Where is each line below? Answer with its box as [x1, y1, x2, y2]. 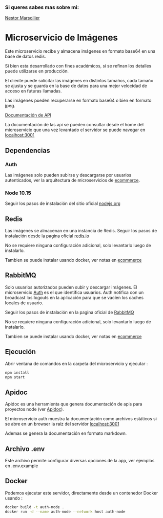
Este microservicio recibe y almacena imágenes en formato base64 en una [5, 48, 156, 54]
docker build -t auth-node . [5, 504, 64, 510]
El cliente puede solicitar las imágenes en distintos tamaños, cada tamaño [5, 78, 154, 84]
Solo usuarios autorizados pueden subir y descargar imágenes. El [5, 284, 138, 290]
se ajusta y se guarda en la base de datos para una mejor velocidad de [5, 83, 147, 89]
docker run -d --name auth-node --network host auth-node [5, 509, 125, 514]
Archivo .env [5, 445, 45, 453]
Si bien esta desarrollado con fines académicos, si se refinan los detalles [5, 63, 152, 69]
